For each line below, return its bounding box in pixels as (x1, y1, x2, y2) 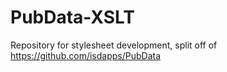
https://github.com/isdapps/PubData (10, 49, 162, 61)
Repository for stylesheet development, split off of (10, 39, 218, 51)
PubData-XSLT (10, 6, 135, 29)
